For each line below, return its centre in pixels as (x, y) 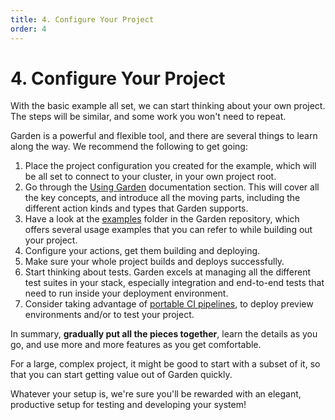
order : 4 (28, 29)
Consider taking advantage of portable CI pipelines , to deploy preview (169, 304)
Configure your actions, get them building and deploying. (142, 251)
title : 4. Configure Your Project (82, 19)
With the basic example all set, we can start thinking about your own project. (168, 106)
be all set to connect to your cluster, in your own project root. (150, 177)
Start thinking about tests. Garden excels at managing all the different (167, 272)
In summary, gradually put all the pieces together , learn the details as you (164, 334)
